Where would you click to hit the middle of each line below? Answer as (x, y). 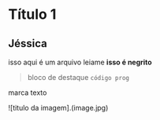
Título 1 (32, 15)
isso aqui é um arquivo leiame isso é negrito (80, 62)
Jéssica (28, 44)
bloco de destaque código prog (78, 77)
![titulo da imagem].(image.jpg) (58, 108)
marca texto (28, 93)
